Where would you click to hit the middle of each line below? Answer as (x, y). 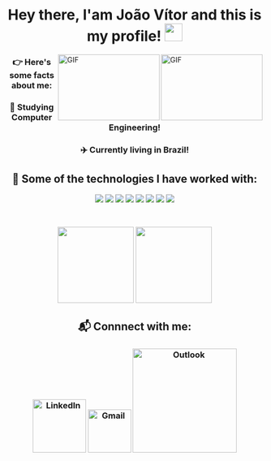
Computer (32, 118)
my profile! (124, 36)
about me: (32, 85)
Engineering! (135, 127)
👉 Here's (32, 62)
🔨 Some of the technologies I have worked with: (135, 179)
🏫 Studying (32, 107)
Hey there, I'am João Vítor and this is (135, 15)
